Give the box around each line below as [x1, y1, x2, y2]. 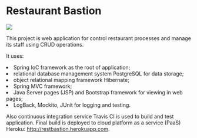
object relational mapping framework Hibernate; [14, 76, 129, 83]
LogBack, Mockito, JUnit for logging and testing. [14, 101, 131, 109]
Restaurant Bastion [6, 4, 102, 18]
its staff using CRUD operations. [6, 41, 84, 48]
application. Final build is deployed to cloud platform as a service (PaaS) [6, 119, 181, 126]
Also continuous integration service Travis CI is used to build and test [6, 113, 174, 120]
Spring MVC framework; [14, 83, 72, 90]
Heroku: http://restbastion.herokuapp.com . [6, 125, 110, 132]
